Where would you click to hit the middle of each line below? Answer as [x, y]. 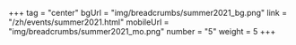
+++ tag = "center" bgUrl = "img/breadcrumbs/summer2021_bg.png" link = [148, 13]
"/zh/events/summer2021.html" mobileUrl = [89, 22]
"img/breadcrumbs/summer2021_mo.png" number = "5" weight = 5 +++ [142, 31]
